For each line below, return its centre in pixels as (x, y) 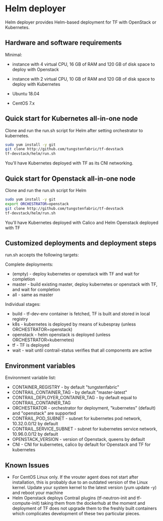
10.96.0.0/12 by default (35, 434)
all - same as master (33, 295)
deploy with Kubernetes (36, 84)
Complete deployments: (29, 264)
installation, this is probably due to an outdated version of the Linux (80, 482)
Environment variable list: (31, 378)
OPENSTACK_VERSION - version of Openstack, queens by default (79, 439)
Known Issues (27, 465)
